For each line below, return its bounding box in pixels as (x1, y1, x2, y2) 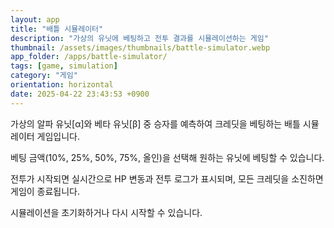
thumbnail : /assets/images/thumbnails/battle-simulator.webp (10, 42, 271, 53)
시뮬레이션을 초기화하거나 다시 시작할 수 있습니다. (10, 206, 203, 218)
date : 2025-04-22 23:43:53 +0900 (10, 89, 150, 99)
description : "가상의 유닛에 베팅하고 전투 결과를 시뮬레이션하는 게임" (10, 33, 269, 43)
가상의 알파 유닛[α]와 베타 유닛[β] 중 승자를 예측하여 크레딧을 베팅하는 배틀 (10, 117, 301, 130)
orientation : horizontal (10, 80, 114, 90)
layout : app (10, 14, 60, 25)
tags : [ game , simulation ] (10, 61, 118, 71)
